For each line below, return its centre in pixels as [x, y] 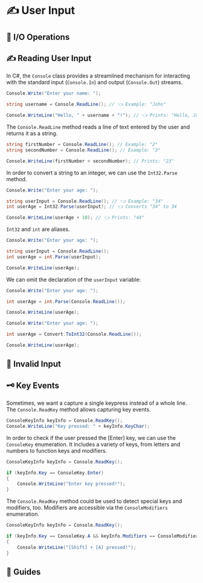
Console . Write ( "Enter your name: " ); [54, 93]
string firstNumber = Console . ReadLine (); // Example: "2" [82, 145]
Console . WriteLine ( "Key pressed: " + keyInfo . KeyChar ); [78, 426]
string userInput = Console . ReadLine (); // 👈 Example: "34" [85, 201]
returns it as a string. [32, 133]
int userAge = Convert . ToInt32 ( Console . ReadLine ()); [74, 335]
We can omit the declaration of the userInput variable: [73, 279]
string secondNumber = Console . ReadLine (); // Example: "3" [84, 150]
